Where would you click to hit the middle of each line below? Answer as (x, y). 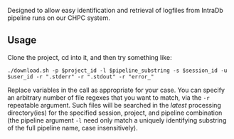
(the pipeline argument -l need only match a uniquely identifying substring (117, 120)
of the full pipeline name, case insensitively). (73, 128)
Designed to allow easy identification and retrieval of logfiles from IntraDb (116, 10)
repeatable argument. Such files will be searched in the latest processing (115, 105)
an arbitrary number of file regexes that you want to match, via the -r (108, 97)
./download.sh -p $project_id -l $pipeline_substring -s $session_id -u (117, 71)
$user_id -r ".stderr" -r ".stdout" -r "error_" (81, 77)
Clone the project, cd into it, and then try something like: (90, 57)
